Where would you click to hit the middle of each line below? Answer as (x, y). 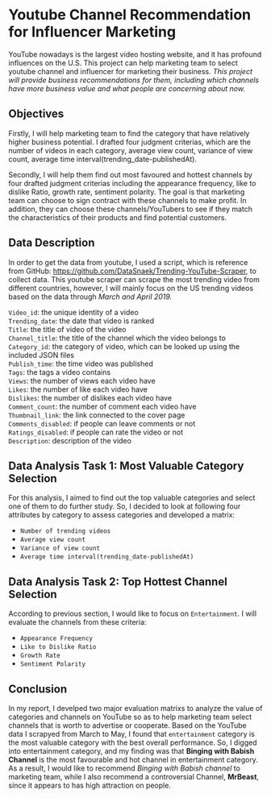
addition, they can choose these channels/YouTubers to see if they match (130, 209)
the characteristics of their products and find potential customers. (118, 217)
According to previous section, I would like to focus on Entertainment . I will (132, 613)
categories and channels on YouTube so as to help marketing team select (130, 717)
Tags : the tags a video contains (60, 372)
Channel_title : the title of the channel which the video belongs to (117, 338)
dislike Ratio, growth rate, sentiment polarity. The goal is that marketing (127, 192)
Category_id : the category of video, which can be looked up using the (124, 346)
